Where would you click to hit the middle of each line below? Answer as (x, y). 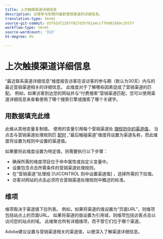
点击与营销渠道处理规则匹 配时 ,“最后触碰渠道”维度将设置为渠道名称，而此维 (81, 135)
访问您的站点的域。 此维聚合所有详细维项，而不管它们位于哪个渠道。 (74, 221)
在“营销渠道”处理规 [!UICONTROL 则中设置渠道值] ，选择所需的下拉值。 (84, 174)
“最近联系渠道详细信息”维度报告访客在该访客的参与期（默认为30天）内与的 (80, 81)
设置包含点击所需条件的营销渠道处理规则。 (55, 167)
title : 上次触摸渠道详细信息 (31, 9)
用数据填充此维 (28, 116)
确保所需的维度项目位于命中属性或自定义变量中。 (61, 162)
